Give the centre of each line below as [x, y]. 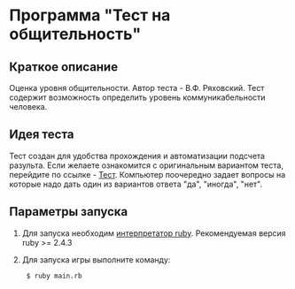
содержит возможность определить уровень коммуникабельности [137, 97]
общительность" [75, 34]
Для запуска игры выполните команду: [96, 259]
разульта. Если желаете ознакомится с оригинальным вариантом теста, [146, 165]
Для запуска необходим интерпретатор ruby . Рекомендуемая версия [154, 233]
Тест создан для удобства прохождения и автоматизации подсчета [137, 156]
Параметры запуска [69, 212]
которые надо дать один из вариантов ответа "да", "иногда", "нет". [136, 184]
